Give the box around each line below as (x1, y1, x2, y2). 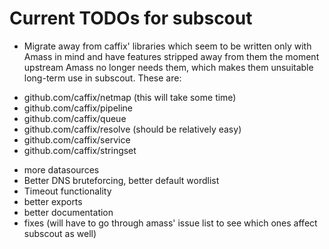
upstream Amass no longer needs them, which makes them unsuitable (23, 61, 314, 73)
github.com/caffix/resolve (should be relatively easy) (23, 123, 242, 135)
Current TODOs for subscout (9, 7, 253, 30)
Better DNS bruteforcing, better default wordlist (23, 174, 220, 186)
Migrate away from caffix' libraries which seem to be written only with (23, 40, 312, 52)
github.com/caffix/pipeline (23, 102, 134, 114)
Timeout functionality (23, 185, 112, 197)
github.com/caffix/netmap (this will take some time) (23, 91, 237, 103)
